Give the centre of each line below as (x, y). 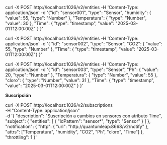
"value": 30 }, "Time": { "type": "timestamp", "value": (60, 23)
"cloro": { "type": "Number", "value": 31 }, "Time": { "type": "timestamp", (80, 80)
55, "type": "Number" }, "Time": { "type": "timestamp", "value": (70, 49)
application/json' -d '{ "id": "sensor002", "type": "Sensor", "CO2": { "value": (84, 44)
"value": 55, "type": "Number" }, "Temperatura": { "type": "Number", (76, 18)
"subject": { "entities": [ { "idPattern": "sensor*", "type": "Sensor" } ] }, (78, 121)
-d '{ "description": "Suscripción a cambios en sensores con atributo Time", (84, 116)
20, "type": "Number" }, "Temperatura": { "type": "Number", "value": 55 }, (81, 75)
